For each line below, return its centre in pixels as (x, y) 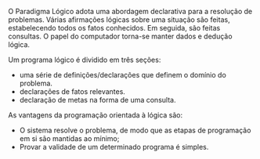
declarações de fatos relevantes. (72, 92)
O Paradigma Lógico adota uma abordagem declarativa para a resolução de (130, 11)
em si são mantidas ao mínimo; (69, 139)
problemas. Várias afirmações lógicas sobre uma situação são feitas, (119, 20)
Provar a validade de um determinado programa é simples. (114, 147)
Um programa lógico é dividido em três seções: (85, 60)
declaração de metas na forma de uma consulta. (97, 100)
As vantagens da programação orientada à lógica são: (96, 115)
